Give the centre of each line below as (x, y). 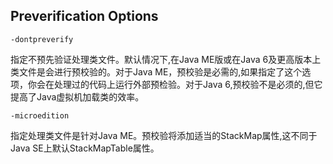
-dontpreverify (42, 39)
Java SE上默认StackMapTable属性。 (85, 148)
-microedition (40, 115)
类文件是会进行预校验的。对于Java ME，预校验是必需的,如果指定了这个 (156, 71)
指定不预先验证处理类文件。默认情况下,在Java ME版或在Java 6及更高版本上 (166, 59)
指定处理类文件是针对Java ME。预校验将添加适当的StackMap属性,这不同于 (164, 135)
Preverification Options (84, 16)
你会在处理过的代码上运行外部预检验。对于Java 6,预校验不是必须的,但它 (175, 84)
